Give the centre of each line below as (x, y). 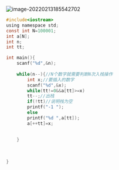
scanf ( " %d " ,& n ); (37, 64)
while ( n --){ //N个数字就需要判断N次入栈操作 (65, 74)
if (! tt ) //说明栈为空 (50, 102)
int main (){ (21, 58)
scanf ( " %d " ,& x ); (47, 85)
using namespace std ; (33, 25)
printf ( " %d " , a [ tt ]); (54, 118)
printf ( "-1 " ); (46, 107)
